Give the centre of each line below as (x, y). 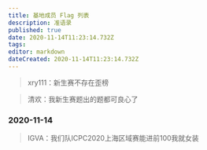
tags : (17, 45)
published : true (35, 30)
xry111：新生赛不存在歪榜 (68, 82)
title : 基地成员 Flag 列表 (49, 15)
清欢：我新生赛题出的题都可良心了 (83, 99)
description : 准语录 (40, 23)
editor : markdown (37, 52)
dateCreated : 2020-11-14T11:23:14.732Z (74, 60)
